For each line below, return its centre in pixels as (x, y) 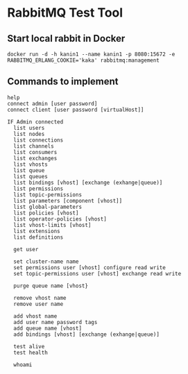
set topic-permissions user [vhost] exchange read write (97, 273)
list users (29, 128)
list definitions (39, 237)
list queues (31, 176)
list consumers (35, 152)
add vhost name (35, 316)
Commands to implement (63, 82)
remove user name (39, 304)
